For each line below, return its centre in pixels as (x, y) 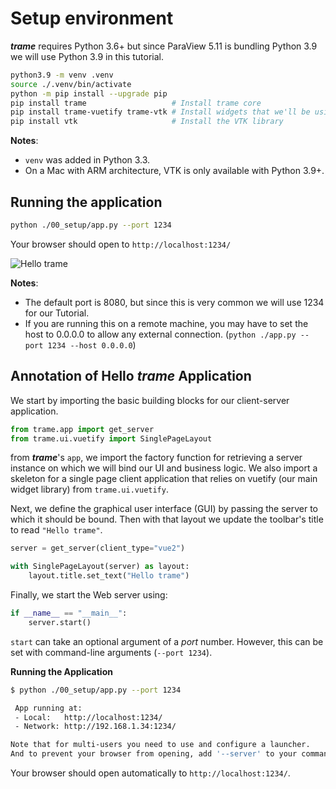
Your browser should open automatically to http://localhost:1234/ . (150, 773)
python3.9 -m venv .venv (62, 75)
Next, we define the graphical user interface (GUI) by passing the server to (164, 509)
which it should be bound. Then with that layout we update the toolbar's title (167, 519)
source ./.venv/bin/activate (71, 84)
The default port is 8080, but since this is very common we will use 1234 (174, 302)
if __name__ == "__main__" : (69, 613)
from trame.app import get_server (82, 429)
